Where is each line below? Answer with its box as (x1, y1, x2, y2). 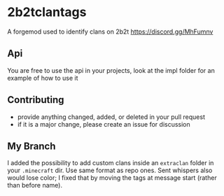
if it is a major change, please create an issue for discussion (17, 120, 190, 128)
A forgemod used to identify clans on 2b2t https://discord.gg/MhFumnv (7, 27, 213, 36)
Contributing (7, 94, 64, 106)
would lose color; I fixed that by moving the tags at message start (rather (7, 174, 217, 182)
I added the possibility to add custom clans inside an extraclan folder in (7, 159, 214, 167)
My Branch (7, 140, 56, 152)
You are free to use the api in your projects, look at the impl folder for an (7, 66, 215, 74)
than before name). (7, 181, 63, 190)
